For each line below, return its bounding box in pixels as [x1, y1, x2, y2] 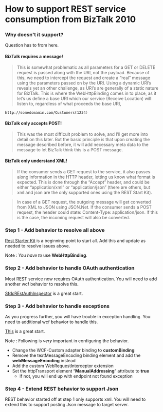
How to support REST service [5, 3, 126, 15]
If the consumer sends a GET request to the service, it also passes [17, 169, 151, 175]
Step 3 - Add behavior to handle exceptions [5, 303, 110, 309]
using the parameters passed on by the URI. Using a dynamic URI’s [17, 80, 151, 86]
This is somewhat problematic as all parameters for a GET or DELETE [17, 64, 156, 70]
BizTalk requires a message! [5, 54, 63, 60]
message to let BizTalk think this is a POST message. [17, 146, 123, 152]
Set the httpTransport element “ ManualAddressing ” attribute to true [12, 368, 149, 374]
